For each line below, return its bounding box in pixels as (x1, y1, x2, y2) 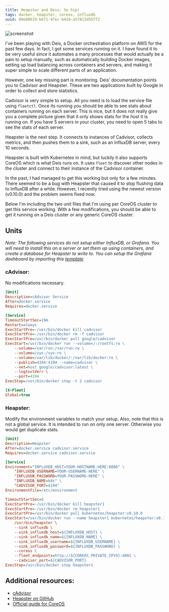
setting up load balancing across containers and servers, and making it (5, 62, 152, 68)
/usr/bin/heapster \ (14, 521, 57, 526)
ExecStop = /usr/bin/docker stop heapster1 (5, 563, 94, 568)
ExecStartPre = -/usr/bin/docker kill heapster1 (5, 501, 105, 506)
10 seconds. (5, 145, 30, 151)
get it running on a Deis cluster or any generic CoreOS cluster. (5, 212, 134, 218)
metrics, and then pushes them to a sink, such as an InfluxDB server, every (5, 139, 160, 145)
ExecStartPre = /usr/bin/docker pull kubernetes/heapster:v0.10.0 (5, 511, 143, 516)
